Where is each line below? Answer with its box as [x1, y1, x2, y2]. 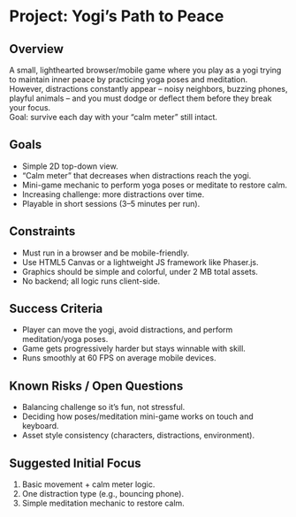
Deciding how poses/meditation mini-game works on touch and [21, 411, 254, 422]
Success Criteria [9, 301, 103, 316]
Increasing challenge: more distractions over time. [21, 188, 205, 200]
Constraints [9, 224, 76, 239]
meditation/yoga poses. [21, 334, 109, 345]
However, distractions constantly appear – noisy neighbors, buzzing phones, [9, 84, 288, 94]
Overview [9, 42, 65, 57]
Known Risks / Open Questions [9, 378, 184, 393]
